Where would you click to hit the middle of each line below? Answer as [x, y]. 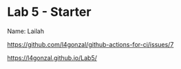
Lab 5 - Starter [49, 12]
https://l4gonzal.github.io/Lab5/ [52, 58]
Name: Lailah [26, 31]
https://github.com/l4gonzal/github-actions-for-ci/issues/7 [90, 44]
